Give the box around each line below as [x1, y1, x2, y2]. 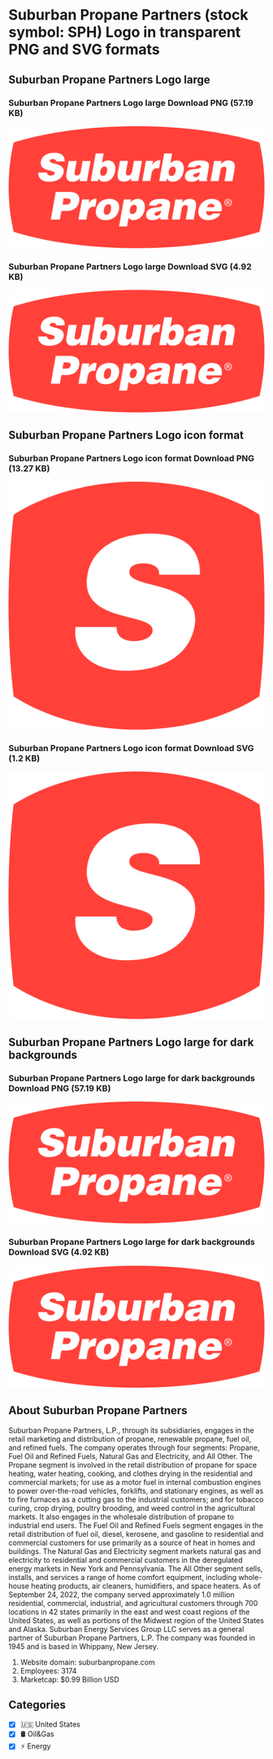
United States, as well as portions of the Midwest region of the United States [8, 1615, 264, 1625]
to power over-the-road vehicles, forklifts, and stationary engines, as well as [8, 1486, 264, 1495]
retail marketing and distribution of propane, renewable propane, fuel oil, [8, 1434, 252, 1443]
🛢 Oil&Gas [19, 1729, 54, 1739]
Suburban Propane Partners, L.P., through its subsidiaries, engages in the [8, 1425, 254, 1435]
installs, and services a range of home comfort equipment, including [8, 1572, 237, 1582]
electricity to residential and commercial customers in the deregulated [8, 1555, 243, 1565]
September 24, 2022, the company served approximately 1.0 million [8, 1589, 235, 1600]
